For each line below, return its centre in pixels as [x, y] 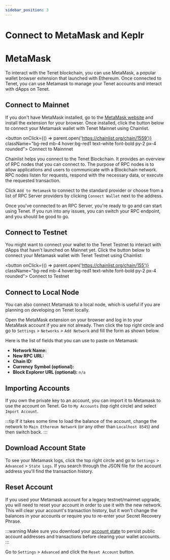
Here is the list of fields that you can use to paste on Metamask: [72, 341]
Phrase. [13, 521]
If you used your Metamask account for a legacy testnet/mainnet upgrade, [83, 499]
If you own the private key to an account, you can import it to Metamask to [83, 400]
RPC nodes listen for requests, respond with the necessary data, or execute [84, 175]
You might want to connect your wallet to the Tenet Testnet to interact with [83, 245]
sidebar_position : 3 [27, 10]
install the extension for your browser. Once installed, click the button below [84, 122]
